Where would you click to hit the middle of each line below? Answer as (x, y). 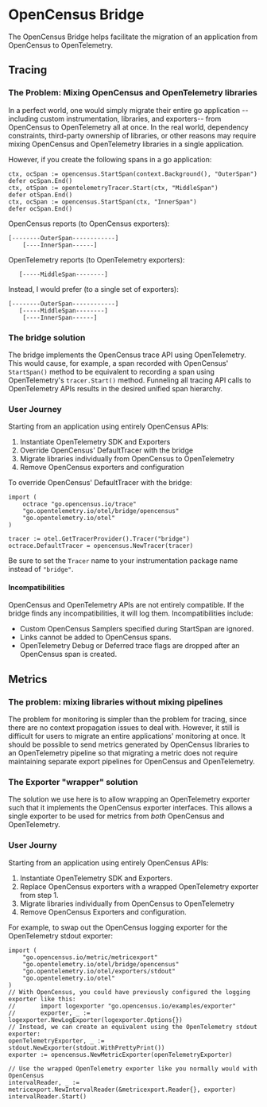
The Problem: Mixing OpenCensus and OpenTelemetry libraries (133, 93)
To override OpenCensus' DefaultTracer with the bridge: (100, 483)
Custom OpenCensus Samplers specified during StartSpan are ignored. (137, 629)
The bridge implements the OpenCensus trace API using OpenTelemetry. (127, 355)
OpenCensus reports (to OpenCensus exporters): (89, 223)
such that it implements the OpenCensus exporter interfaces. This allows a (130, 808)
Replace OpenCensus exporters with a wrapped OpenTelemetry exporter (139, 886)
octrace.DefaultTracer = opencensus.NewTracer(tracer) (101, 546)
